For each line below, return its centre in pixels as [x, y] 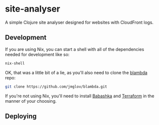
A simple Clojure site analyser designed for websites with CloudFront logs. [79, 22]
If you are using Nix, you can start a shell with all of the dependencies [75, 49]
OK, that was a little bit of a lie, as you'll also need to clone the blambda [76, 72]
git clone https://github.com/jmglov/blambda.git [56, 86]
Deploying [21, 116]
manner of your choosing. [31, 101]
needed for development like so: [37, 54]
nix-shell [15, 63]
